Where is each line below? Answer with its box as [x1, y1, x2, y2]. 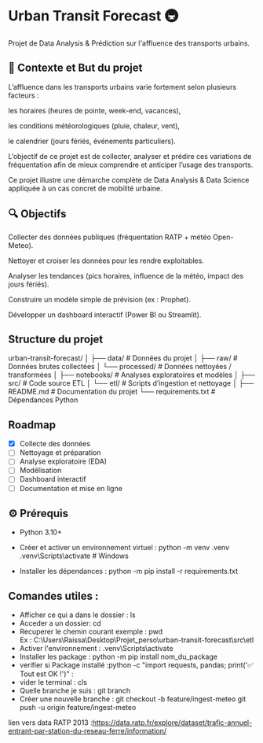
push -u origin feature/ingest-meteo [19, 703, 137, 712]
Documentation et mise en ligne [19, 483, 123, 493]
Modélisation [19, 466, 62, 475]
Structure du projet [8, 332, 104, 346]
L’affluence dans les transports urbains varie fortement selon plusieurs [8, 82, 237, 91]
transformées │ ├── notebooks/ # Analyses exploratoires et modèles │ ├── [8, 370, 255, 379]
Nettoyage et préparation [19, 448, 101, 457]
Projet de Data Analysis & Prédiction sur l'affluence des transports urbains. [8, 38, 250, 48]
